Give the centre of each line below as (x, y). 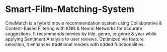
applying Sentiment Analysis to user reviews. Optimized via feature (75, 39)
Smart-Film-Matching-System (70, 9)
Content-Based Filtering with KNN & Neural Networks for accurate (74, 28)
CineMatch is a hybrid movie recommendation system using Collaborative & (84, 23)
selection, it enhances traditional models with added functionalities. (75, 44)
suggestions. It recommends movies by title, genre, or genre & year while (81, 33)
